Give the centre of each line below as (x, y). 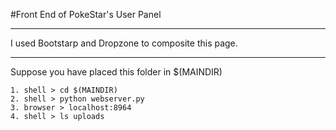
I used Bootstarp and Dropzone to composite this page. (124, 43)
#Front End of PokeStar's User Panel (86, 14)
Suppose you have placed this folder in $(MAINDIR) (116, 72)
